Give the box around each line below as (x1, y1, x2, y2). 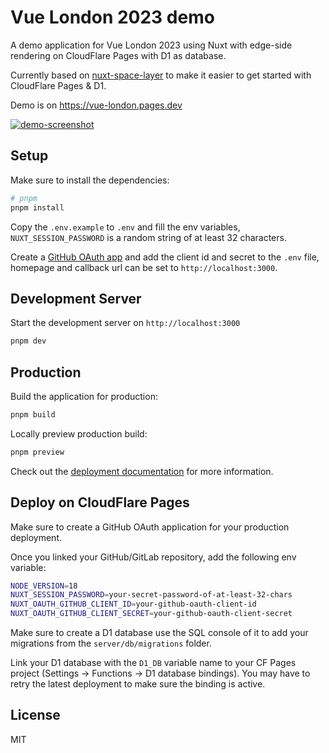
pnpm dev (10, 336, 47, 346)
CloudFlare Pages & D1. (10, 79, 107, 91)
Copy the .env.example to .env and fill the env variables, (10, 221, 241, 233)
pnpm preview (10, 447, 65, 457)
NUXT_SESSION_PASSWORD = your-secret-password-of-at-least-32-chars (10, 590, 293, 600)
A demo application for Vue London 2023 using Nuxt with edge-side (10, 39, 293, 51)
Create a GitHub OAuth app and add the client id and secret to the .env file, (10, 251, 320, 263)
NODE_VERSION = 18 (10, 581, 78, 591)
